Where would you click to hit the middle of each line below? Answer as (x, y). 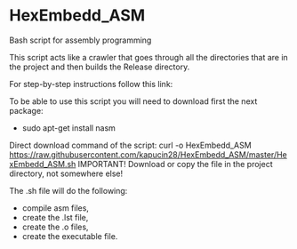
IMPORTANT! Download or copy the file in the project (175, 164)
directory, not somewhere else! (66, 173)
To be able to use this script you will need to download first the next (133, 101)
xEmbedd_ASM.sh (43, 164)
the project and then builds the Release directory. (100, 67)
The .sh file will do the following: (68, 190)
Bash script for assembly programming (80, 40)
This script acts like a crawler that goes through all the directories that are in (149, 57)
